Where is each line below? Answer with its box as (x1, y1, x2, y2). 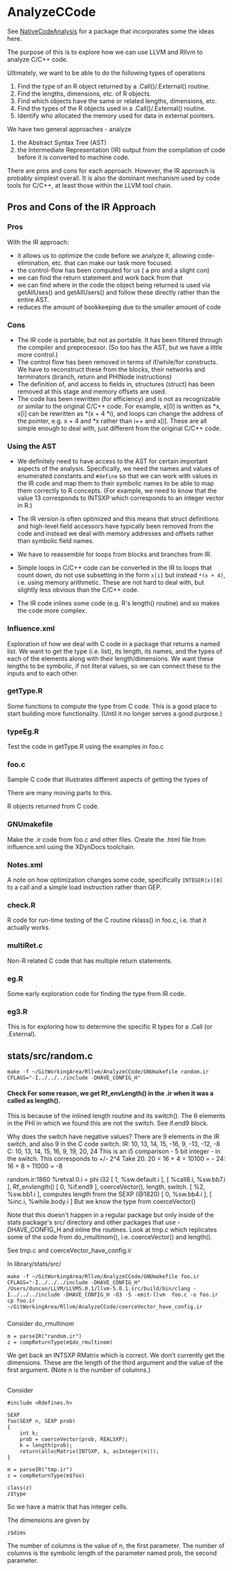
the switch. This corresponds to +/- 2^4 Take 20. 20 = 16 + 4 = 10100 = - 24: (7, 1155, 226, 1163)
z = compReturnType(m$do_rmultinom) (7, 1339, 113, 1346)
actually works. (7, 923, 51, 932)
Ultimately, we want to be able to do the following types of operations (7, 69, 206, 77)
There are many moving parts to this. (7, 789, 113, 797)
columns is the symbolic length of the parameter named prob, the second (7, 1549, 217, 1557)
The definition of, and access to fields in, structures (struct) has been (17, 380, 215, 388)
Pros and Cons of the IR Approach (7, 202, 157, 213)
